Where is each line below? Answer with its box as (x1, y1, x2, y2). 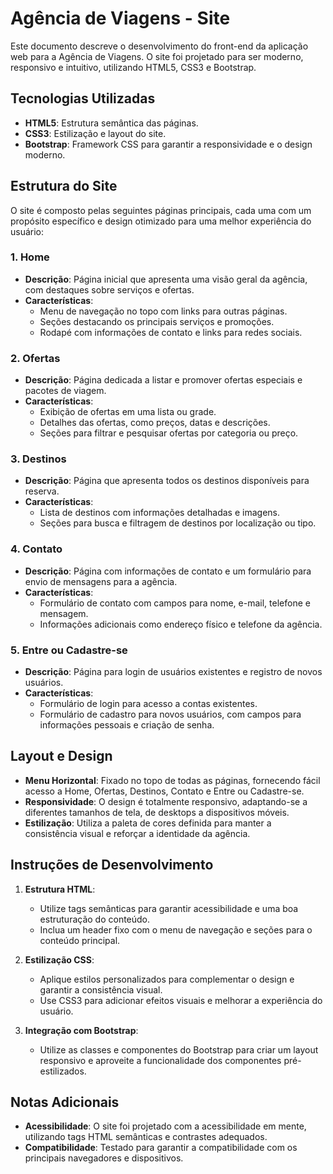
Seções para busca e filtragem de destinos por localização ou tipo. (39, 517, 317, 529)
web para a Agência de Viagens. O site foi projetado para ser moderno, (10, 50, 304, 62)
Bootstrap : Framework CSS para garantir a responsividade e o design (24, 138, 313, 150)
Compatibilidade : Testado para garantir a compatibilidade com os (24, 1142, 298, 1154)
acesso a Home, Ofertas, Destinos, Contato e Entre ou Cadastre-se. (24, 785, 305, 797)
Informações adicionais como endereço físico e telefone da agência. (39, 618, 323, 630)
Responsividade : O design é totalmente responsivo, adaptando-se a (24, 795, 308, 807)
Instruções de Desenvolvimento (10, 857, 214, 874)
